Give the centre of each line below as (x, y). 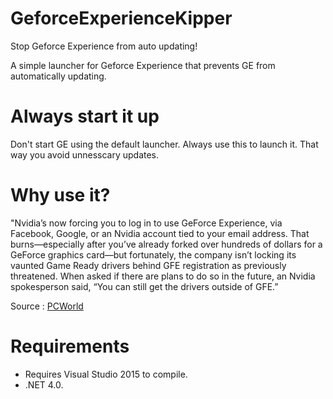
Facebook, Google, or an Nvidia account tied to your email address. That (160, 233)
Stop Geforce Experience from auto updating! (104, 46)
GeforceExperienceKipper (121, 18)
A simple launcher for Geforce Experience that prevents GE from (143, 65)
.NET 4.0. (44, 384)
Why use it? (60, 195)
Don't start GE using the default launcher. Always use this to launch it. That (164, 144)
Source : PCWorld (47, 306)
